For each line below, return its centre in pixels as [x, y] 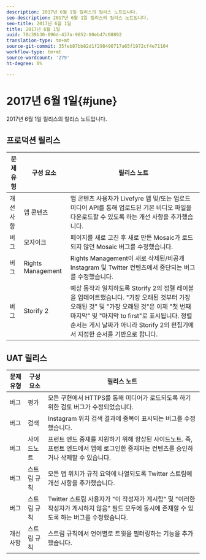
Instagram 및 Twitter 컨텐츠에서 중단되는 [126, 267]
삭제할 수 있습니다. [86, 458]
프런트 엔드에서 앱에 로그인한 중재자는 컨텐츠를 [111, 448]
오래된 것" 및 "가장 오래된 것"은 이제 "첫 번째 [131, 307]
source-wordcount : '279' [38, 58]
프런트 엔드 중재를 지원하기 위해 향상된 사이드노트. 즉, [120, 439]
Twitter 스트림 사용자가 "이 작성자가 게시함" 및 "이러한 [122, 499]
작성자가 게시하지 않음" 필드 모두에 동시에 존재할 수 [117, 508]
